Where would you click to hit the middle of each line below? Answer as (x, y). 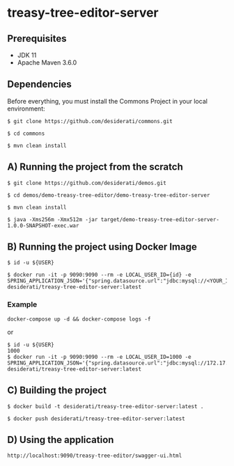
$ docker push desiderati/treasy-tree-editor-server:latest (96, 419)
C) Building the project (57, 391)
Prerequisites (37, 39)
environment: (26, 109)
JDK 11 (27, 55)
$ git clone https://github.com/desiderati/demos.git (87, 183)
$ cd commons (26, 134)
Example (22, 305)
